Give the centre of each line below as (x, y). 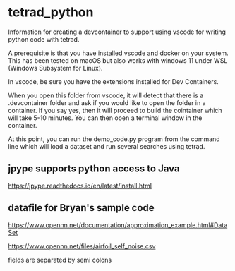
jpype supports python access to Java (94, 169)
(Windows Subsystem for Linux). (55, 68)
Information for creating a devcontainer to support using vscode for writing (117, 32)
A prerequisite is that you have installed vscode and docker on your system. (118, 53)
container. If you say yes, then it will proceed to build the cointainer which (115, 110)
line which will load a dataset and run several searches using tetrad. (107, 146)
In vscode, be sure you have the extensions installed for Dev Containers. (114, 81)
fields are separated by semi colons (60, 260)
